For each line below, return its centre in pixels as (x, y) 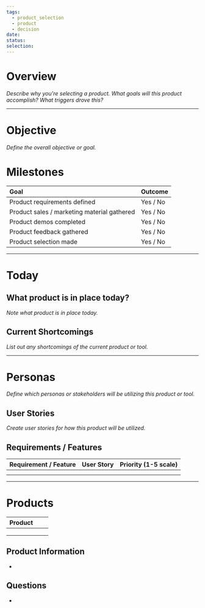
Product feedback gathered (49, 231)
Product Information (46, 552)
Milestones (35, 172)
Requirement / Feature (43, 465)
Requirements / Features (54, 447)
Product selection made (44, 241)
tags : (13, 12)
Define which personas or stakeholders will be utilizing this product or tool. (101, 394)
